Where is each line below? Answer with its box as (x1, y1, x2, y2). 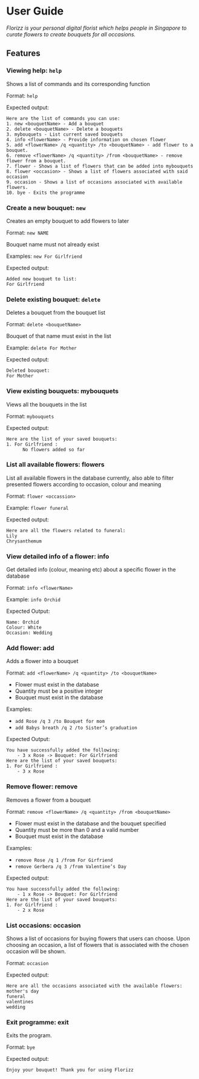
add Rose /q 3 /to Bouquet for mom (15, 719, 105, 725)
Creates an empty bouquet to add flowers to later (6, 217, 129, 225)
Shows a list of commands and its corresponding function (6, 80, 150, 87)
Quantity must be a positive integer (15, 687, 103, 695)
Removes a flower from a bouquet (6, 796, 91, 803)
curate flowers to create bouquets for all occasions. (6, 30, 136, 38)
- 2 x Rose (17, 907, 45, 913)
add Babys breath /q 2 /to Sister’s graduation (15, 725, 137, 731)
